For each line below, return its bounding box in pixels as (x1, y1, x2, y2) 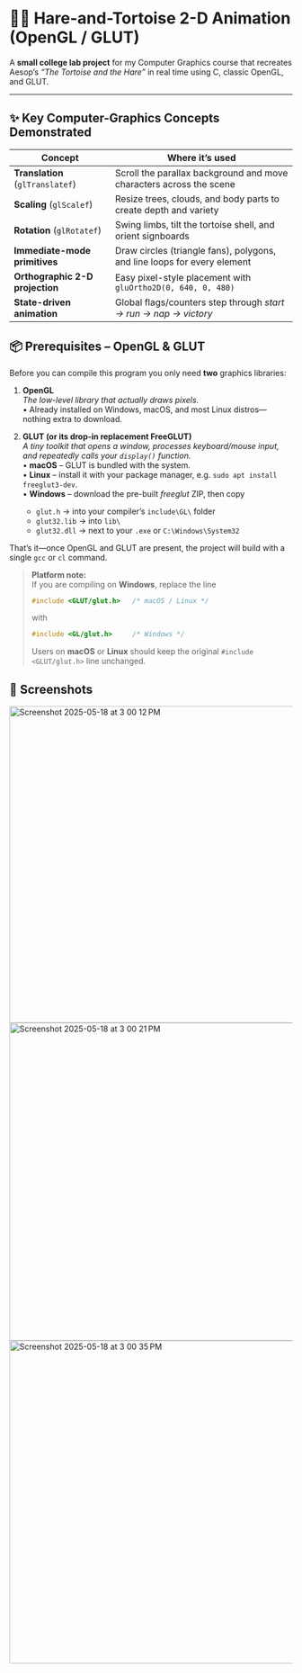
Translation (13, 166, 64, 179)
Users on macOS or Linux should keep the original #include (31, 646, 254, 657)
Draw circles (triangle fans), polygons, (115, 244, 277, 256)
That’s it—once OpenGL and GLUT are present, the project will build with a (9, 542, 286, 553)
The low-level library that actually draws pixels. (22, 394, 200, 405)
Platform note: (31, 569, 87, 580)
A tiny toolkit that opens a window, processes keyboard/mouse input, (22, 440, 280, 451)
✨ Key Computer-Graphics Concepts (9, 111, 220, 126)
